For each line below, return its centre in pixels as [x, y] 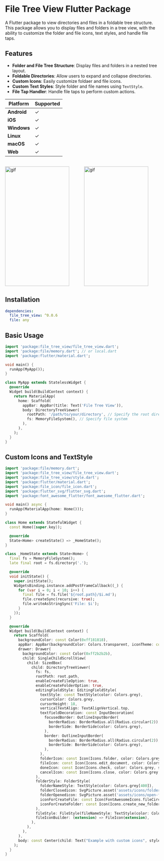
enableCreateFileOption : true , [67, 681]
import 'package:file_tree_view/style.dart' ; [52, 478]
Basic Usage [24, 335]
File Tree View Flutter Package [68, 9]
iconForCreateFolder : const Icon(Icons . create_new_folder [100, 804]
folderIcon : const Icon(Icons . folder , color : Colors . [96, 759]
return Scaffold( [31, 635]
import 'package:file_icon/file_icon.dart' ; [51, 486]
